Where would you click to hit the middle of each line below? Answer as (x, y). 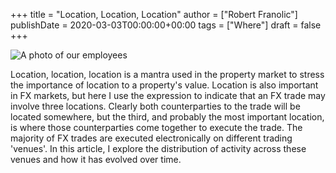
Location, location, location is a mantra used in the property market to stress (167, 74)
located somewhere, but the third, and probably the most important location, (167, 117)
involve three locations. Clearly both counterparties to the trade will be (155, 106)
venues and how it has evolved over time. (96, 159)
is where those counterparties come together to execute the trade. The (156, 127)
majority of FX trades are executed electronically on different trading (151, 138)
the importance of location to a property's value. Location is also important (164, 85)
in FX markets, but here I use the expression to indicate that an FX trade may (168, 95)
